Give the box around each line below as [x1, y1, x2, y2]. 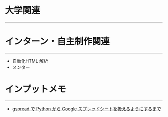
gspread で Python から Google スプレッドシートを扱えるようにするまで [12, 106, 161, 112]
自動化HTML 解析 [12, 58, 48, 64]
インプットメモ [5, 84, 66, 95]
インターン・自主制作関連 [5, 36, 110, 47]
